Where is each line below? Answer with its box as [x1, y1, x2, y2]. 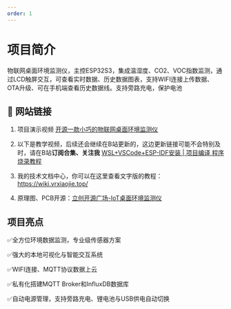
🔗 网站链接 [7, 105, 52, 118]
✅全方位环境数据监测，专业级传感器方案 [7, 236, 121, 244]
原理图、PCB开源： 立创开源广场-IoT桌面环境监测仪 [17, 194, 162, 203]
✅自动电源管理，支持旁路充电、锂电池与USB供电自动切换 [7, 294, 170, 303]
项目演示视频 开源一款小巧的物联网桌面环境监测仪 [17, 125, 159, 133]
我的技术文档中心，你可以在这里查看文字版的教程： [17, 172, 163, 180]
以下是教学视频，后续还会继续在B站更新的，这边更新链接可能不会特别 [17, 140, 215, 149]
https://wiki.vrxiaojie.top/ [17, 180, 88, 188]
